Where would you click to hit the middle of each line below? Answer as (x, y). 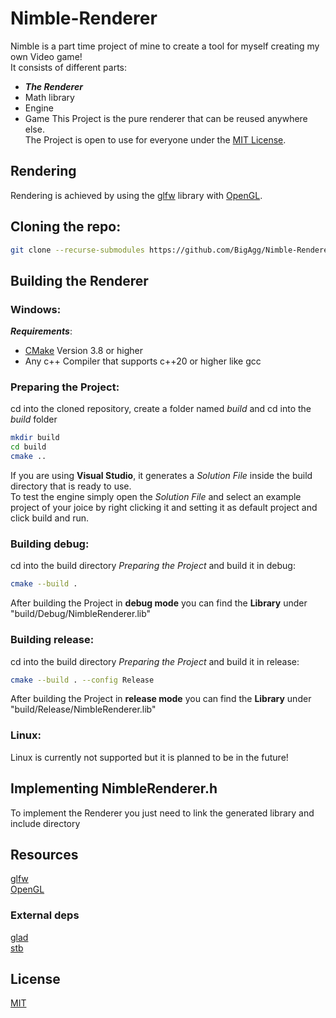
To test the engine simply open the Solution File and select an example (156, 497)
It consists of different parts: (69, 67)
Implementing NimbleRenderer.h (114, 788)
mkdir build (35, 438)
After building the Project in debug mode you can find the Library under (159, 603)
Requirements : (41, 331)
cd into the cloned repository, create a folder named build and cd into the (161, 409)
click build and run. (50, 518)
